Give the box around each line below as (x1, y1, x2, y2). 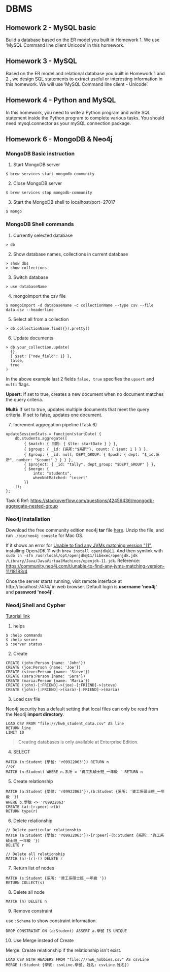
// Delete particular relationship (6, 828, 81, 833)
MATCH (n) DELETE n (6, 899, 47, 904)
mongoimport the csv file (13, 293, 66, 299)
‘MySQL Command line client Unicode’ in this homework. (6, 42, 125, 48)
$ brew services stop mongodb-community (6, 190, 93, 196)
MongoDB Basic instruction (6, 150, 75, 157)
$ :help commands (6, 633, 43, 638)
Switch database (13, 274, 49, 280)
